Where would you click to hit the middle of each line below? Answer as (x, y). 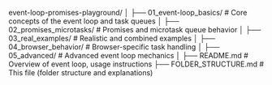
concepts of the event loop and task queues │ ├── (94, 21)
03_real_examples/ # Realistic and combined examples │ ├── (112, 38)
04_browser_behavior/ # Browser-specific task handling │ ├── (114, 47)
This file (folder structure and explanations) (81, 72)
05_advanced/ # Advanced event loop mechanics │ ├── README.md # (129, 55)
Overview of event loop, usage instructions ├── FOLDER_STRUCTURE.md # (136, 64)
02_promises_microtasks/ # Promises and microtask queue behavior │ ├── (135, 30)
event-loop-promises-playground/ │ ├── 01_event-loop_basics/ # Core (128, 13)
